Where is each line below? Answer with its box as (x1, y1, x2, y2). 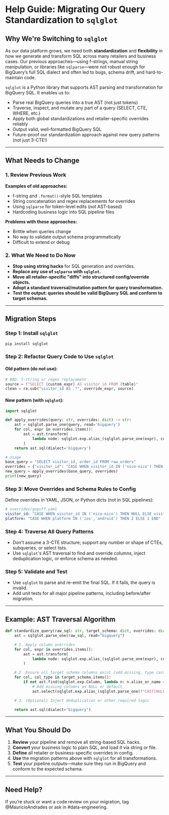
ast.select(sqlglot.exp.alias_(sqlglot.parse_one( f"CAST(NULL (32, 689, 165, 694)
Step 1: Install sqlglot (5, 330, 58, 337)
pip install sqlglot (5, 341, 49, 346)
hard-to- (145, 69, 163, 75)
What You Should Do (5, 726, 71, 734)
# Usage (5, 455, 22, 460)
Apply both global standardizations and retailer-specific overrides (12, 116, 149, 122)
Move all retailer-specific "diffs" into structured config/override (12, 274, 149, 280)
